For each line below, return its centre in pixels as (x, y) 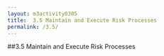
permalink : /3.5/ (33, 27)
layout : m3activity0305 (43, 14)
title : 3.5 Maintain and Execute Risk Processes (82, 20)
